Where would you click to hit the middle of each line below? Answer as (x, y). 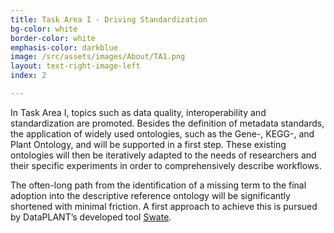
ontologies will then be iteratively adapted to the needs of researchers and (163, 155)
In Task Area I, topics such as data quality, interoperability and (138, 112)
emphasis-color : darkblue (64, 47)
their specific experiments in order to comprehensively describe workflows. (166, 165)
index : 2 (28, 76)
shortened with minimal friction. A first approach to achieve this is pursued (164, 206)
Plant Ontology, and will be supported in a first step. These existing (148, 144)
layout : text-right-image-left (75, 66)
